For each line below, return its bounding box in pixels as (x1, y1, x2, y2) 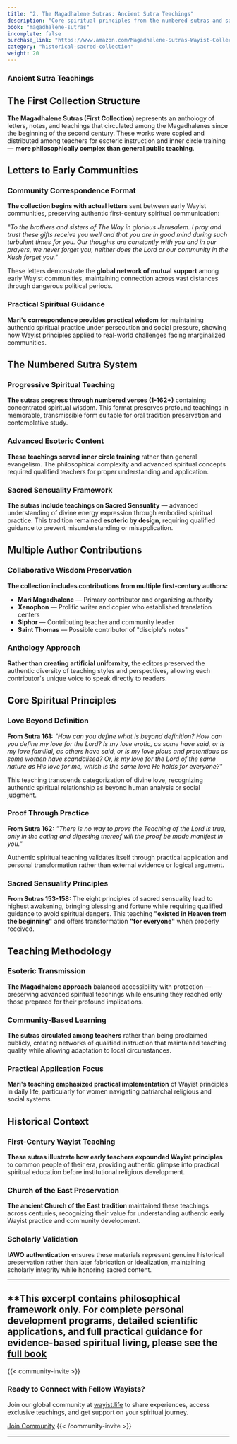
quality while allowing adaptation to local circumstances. (7, 1046, 171, 1055)
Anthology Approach (7, 643, 81, 653)
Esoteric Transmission (7, 966, 86, 976)
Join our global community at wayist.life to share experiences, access (7, 1400, 210, 1409)
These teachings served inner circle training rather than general (7, 452, 197, 461)
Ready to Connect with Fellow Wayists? (7, 1385, 146, 1394)
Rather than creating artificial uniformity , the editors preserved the (7, 659, 206, 667)
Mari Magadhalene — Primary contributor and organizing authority (17, 595, 213, 604)
